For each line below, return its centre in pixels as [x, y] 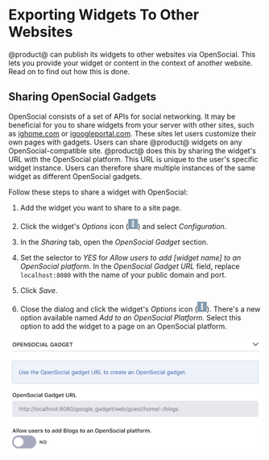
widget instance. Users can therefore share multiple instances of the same [132, 168]
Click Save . [39, 290]
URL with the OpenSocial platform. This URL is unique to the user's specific [133, 159]
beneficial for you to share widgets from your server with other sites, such [131, 125]
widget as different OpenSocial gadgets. [75, 176]
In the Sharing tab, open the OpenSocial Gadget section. [114, 242]
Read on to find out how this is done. [69, 71]
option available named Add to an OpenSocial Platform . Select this [130, 317]
